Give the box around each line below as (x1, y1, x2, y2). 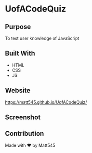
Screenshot (5, 113, 41, 122)
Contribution (5, 129, 44, 138)
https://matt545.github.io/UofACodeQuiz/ (5, 99, 87, 105)
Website (5, 86, 30, 95)
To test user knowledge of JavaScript (5, 35, 79, 41)
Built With (5, 49, 35, 57)
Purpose (5, 23, 31, 31)
